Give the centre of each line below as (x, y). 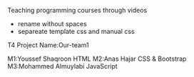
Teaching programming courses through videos (77, 10)
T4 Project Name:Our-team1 (48, 45)
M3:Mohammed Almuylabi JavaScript (62, 66)
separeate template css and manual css (76, 31)
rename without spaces (52, 24)
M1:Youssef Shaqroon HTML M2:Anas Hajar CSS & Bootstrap (97, 59)
